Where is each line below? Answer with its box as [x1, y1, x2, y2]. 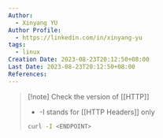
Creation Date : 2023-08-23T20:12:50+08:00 [8, 56, 150, 64]
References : [8, 70, 47, 78]
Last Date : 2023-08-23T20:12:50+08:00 [8, 63, 135, 71]
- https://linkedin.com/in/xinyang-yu [15, 33, 143, 42]
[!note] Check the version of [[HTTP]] [27, 91, 150, 101]
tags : [8, 41, 26, 49]
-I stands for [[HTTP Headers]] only [39, 107, 155, 117]
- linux [15, 48, 41, 56]
